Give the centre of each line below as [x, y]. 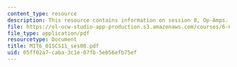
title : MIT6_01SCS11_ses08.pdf [53, 46]
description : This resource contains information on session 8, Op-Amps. [118, 20]
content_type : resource [42, 14]
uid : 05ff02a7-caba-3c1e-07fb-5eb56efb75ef [72, 53]
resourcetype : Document [42, 40]
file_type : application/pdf [49, 33]
